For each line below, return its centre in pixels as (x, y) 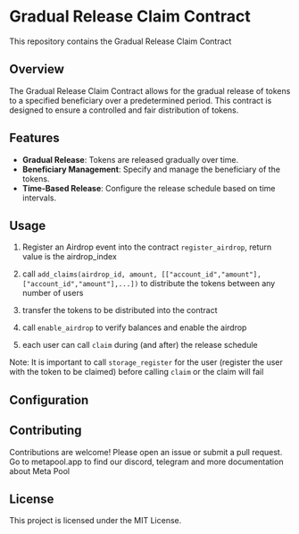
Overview (37, 69)
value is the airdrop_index (70, 257)
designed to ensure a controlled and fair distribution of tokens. (124, 110)
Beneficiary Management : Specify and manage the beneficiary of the (151, 169)
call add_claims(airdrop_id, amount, (90, 274)
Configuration (49, 400)
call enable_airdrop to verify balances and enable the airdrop (134, 327)
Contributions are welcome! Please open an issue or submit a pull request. (146, 452)
